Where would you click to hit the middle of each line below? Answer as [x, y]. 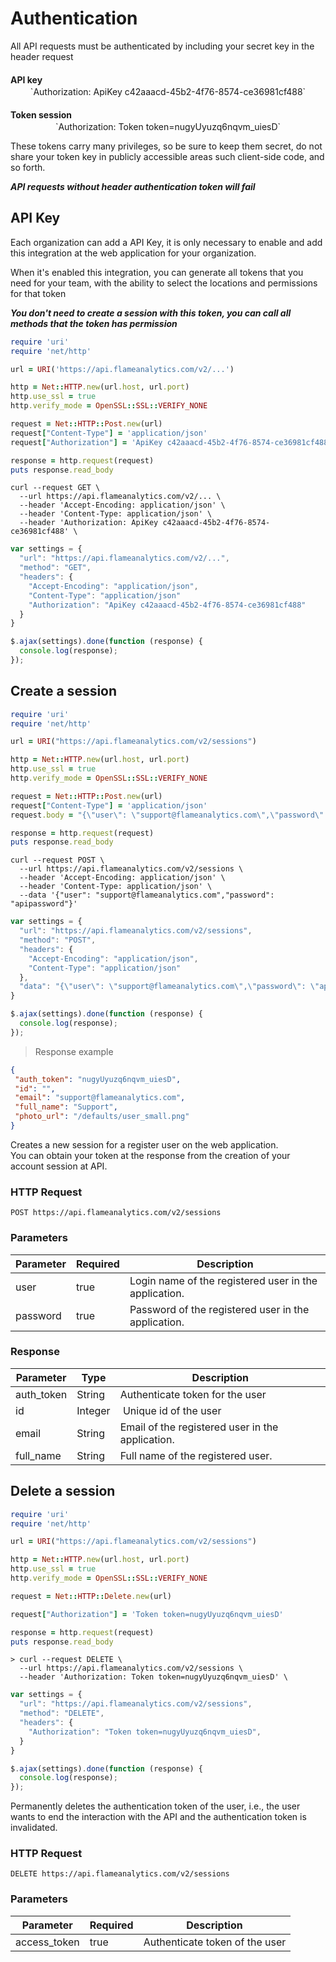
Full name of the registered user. [196, 1455]
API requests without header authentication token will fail [133, 186]
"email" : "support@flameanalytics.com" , [100, 1098]
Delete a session [63, 1491]
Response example [74, 1051]
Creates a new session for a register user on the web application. [144, 1144]
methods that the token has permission [94, 323]
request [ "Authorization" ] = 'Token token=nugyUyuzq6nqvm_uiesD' [147, 1614]
